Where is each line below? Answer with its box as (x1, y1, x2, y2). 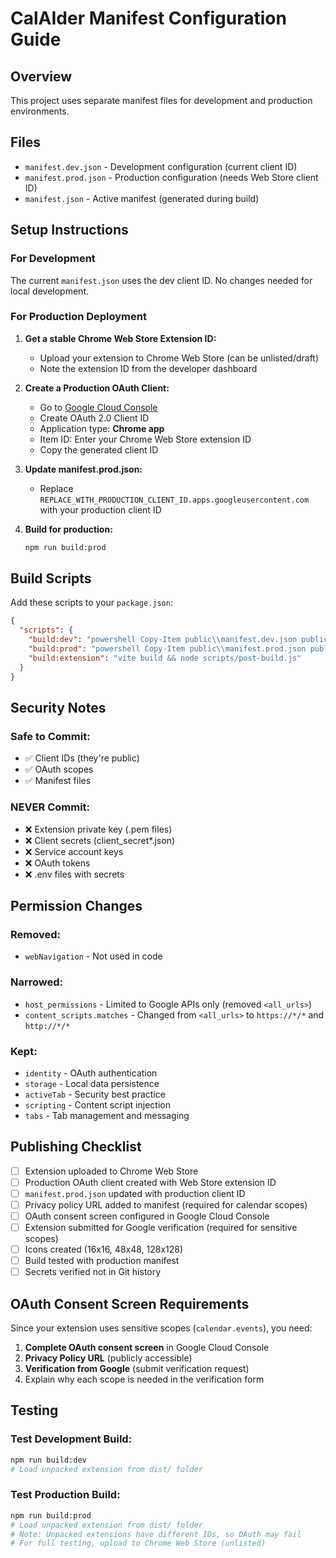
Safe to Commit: (10, 729, 91, 743)
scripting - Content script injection (24, 1098, 171, 1111)
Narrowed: (10, 975, 64, 989)
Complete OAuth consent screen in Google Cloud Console (24, 1342, 270, 1354)
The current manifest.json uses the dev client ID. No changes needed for (10, 274, 313, 286)
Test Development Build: (10, 1432, 133, 1446)
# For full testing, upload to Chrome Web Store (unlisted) (10, 1538, 267, 1549)
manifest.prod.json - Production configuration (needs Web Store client (24, 171, 319, 183)
